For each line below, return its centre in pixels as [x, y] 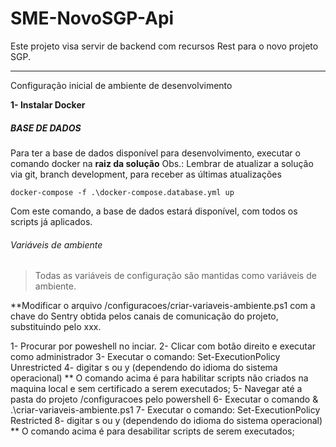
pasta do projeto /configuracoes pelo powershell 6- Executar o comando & [164, 399]
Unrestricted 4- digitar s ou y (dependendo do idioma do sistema [144, 368]
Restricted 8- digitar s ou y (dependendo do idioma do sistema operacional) [166, 421]
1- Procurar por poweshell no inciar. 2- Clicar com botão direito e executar [163, 346]
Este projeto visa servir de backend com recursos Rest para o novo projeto [164, 46]
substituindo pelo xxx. [56, 327]
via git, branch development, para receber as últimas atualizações [146, 174]
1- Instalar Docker [48, 104]
